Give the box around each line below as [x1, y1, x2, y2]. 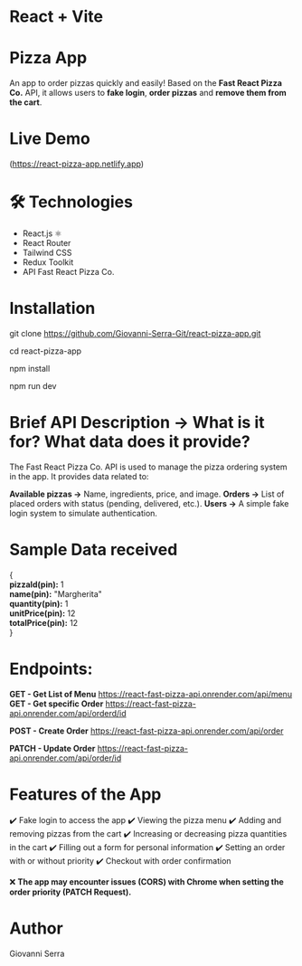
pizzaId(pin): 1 [9, 579, 64, 590]
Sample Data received [9, 540, 178, 560]
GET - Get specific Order [9, 698, 104, 709]
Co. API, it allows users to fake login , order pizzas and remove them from [9, 88, 287, 99]
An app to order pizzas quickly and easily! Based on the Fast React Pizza [9, 78, 283, 89]
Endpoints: [9, 658, 93, 679]
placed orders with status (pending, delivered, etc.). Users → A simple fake [9, 497, 289, 508]
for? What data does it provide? [9, 431, 250, 452]
